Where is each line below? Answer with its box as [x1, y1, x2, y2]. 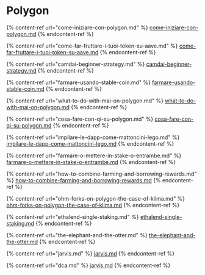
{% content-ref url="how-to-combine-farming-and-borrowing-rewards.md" [6, 170, 197, 177]
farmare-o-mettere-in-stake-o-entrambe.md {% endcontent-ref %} [6, 158, 176, 165]
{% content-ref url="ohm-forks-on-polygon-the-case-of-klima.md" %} [6, 195, 185, 202]
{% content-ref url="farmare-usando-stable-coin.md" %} [6, 79, 151, 86]
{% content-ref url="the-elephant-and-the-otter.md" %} [6, 231, 148, 238]
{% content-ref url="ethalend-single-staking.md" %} [6, 213, 139, 220]
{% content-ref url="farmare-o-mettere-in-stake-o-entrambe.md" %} [6, 152, 182, 159]
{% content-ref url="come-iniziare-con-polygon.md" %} [6, 24, 148, 31]
